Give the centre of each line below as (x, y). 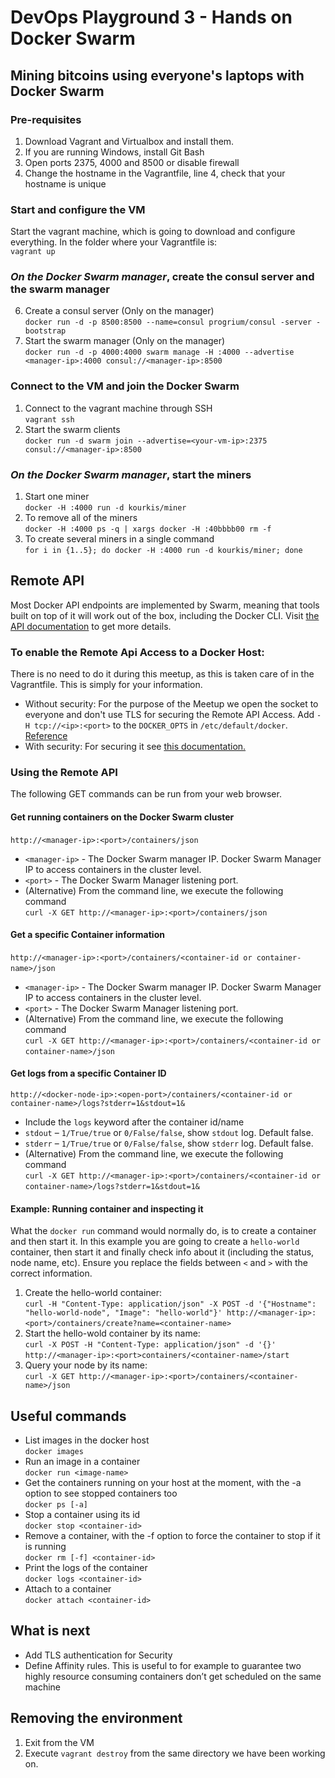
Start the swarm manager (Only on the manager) (125, 341)
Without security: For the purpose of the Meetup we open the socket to (171, 704)
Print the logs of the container (86, 1568)
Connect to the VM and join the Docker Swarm (125, 386)
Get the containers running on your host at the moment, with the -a (163, 1483)
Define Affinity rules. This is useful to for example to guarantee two (163, 1665)
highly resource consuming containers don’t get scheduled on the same (173, 1676)
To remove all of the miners (81, 518)
